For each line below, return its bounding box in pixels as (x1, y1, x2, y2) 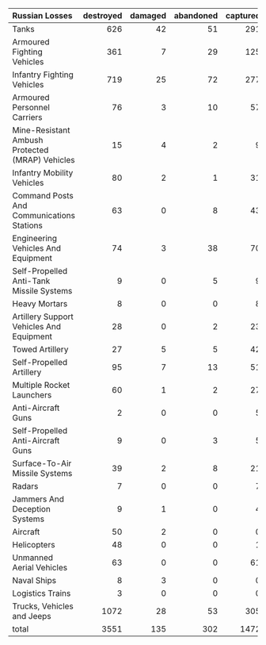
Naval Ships (12, 575, 57, 585)
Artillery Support (12, 311, 74, 322)
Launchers (12, 390, 52, 400)
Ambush (12, 135, 44, 145)
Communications (12, 210, 75, 221)
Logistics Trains (12, 588, 71, 598)
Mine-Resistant (12, 125, 70, 136)
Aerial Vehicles (12, 562, 68, 573)
